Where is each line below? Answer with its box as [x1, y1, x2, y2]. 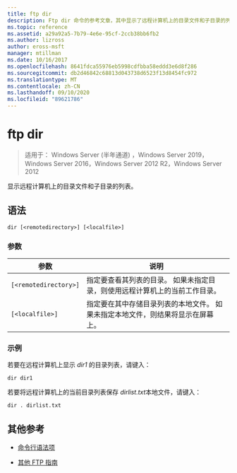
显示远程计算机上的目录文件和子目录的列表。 [7, 182, 138, 190]
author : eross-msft [7, 43, 65, 50]
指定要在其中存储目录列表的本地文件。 [86, 299, 214, 309]
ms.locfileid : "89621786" [7, 96, 83, 103]
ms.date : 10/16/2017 [7, 57, 68, 64]
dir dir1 [7, 375, 33, 382]
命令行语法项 [17, 443, 55, 452]
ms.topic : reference [7, 23, 68, 30]
